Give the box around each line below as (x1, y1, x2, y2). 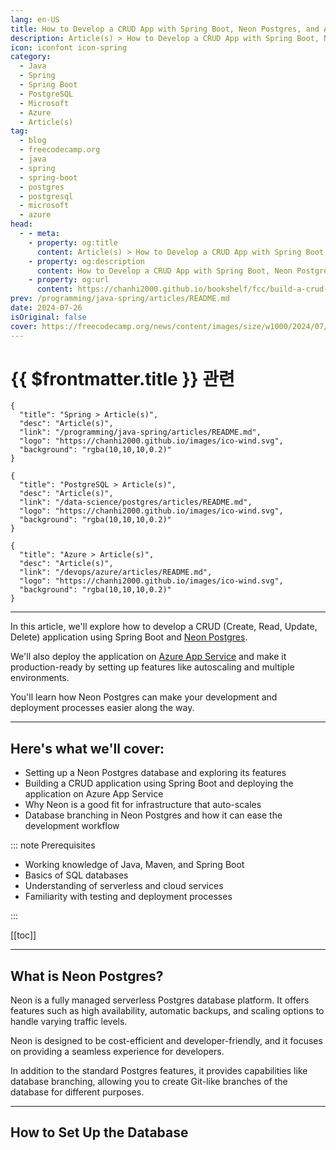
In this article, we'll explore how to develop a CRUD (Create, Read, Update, (10, 621, 318, 633)
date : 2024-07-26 (10, 303, 83, 313)
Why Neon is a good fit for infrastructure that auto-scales (24, 799, 262, 811)
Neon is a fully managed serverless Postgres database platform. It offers (10, 994, 310, 1006)
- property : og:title (28, 237, 118, 248)
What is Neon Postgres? (10, 967, 164, 985)
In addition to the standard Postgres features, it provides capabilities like (10, 1065, 308, 1077)
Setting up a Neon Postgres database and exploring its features (24, 767, 287, 779)
